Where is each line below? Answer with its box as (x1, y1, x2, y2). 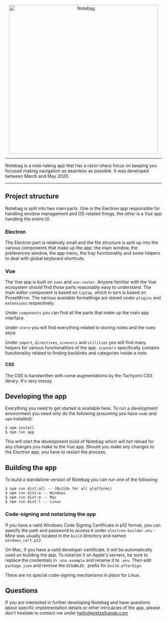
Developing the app (5, 392, 67, 401)
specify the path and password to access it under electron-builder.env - (5, 527, 156, 533)
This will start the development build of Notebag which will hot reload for (5, 438, 154, 444)
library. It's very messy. (5, 378, 53, 384)
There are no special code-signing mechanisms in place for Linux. (5, 572, 141, 578)
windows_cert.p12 (5, 538, 41, 543)
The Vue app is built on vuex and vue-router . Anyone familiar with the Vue (5, 279, 157, 285)
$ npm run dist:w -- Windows (5, 490, 66, 496)
